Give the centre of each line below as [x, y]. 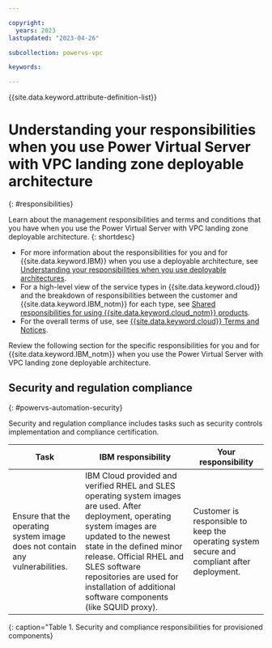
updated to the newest [127, 536]
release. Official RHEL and [134, 557]
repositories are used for [132, 577]
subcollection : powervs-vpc [56, 53]
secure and [215, 551]
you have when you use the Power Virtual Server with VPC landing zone [128, 228]
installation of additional [130, 587]
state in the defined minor [134, 546]
